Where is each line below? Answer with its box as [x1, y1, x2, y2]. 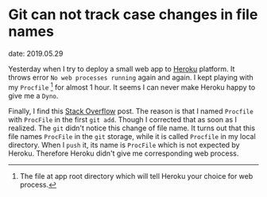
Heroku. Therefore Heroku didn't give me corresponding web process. [8, 149, 239, 158]
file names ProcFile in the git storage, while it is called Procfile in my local [8, 131, 256, 141]
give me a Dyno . [8, 91, 59, 100]
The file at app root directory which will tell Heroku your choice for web [19, 171, 253, 180]
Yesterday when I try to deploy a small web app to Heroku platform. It [8, 64, 235, 73]
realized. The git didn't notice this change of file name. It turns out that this [8, 123, 256, 133]
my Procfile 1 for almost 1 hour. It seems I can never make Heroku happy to [8, 81, 256, 92]
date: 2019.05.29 [8, 48, 64, 58]
